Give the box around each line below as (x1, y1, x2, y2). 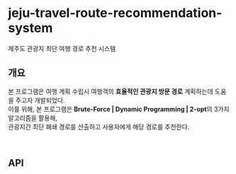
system (8, 20, 53, 36)
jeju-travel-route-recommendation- (8, 5, 223, 21)
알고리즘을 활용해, (8, 113, 58, 122)
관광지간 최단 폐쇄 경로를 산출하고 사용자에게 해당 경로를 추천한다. (8, 122, 190, 131)
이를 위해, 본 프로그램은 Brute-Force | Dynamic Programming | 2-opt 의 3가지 (8, 105, 230, 113)
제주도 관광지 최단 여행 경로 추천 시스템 (8, 44, 116, 52)
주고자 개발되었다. (15, 95, 65, 104)
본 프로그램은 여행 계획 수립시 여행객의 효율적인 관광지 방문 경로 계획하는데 (8, 87, 213, 95)
